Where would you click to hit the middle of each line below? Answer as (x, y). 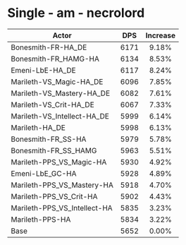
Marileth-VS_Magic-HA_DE (57, 81)
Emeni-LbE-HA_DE (43, 70)
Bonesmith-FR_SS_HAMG (54, 150)
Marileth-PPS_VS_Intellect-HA (62, 208)
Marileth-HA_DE (38, 127)
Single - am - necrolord (76, 13)
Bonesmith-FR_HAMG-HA (55, 59)
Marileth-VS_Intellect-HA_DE (60, 116)
